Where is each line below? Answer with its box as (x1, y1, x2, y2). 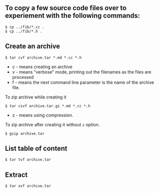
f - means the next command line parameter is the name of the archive (12, 79, 155, 85)
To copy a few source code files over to (5, 4, 127, 12)
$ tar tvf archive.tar (5, 157, 51, 162)
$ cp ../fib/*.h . (5, 29, 42, 34)
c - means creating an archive (12, 64, 73, 70)
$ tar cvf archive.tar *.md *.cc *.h (5, 55, 82, 60)
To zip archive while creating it (5, 94, 67, 100)
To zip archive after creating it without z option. (5, 121, 100, 127)
